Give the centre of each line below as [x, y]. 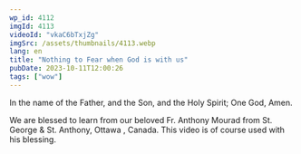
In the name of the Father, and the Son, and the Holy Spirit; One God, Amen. [151, 102]
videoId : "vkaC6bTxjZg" [54, 34]
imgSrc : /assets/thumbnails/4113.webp [83, 43]
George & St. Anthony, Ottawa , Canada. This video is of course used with [147, 130]
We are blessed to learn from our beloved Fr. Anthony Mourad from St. [141, 120]
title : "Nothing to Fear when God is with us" [99, 60]
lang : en [26, 52]
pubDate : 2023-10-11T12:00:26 [67, 69]
